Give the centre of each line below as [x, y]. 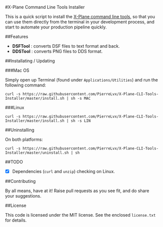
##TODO [14, 162]
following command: [26, 85]
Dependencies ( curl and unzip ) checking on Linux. [63, 171]
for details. [16, 220]
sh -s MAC [81, 98]
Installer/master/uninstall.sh [37, 153]
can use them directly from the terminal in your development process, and [80, 22]
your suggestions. [23, 196]
